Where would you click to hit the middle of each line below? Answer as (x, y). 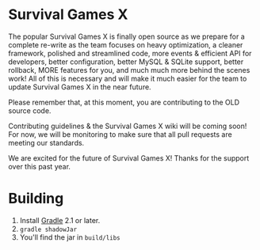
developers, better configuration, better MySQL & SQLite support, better (126, 62)
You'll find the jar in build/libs (70, 237)
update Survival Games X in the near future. (80, 87)
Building (36, 199)
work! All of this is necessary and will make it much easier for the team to (128, 78)
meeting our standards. (46, 142)
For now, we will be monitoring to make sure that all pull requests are (120, 134)
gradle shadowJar (48, 229)
